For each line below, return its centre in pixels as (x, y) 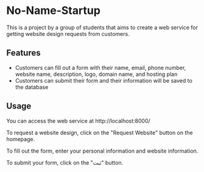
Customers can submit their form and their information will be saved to (104, 80)
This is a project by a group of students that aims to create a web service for (102, 27)
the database (32, 87)
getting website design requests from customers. (68, 33)
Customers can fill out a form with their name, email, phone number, (100, 67)
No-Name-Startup (53, 11)
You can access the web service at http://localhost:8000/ (78, 121)
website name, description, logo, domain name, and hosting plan (96, 74)
